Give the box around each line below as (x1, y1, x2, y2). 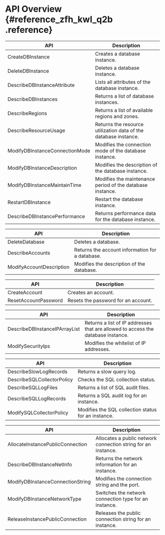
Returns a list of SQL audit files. (78, 384, 150, 391)
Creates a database (95, 50, 140, 57)
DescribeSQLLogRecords (7, 395, 66, 402)
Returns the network (95, 455, 143, 462)
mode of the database (95, 147, 146, 154)
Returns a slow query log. (78, 368, 137, 375)
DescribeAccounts (7, 249, 51, 256)
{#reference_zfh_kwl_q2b (5, 14, 113, 25)
